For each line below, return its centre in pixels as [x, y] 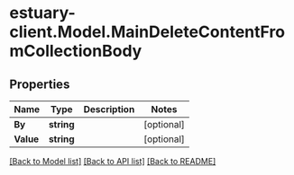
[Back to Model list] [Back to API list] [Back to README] [113, 161]
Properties [40, 84]
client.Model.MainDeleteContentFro [147, 32]
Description [109, 109]
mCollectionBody [76, 51]
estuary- [42, 13]
